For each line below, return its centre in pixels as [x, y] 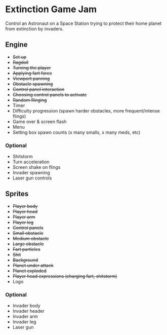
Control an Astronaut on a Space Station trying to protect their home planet [83, 23]
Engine [16, 45]
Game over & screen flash [39, 121]
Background [25, 260]
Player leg [23, 222]
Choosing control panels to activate [50, 94]
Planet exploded [30, 271]
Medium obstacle [31, 238]
